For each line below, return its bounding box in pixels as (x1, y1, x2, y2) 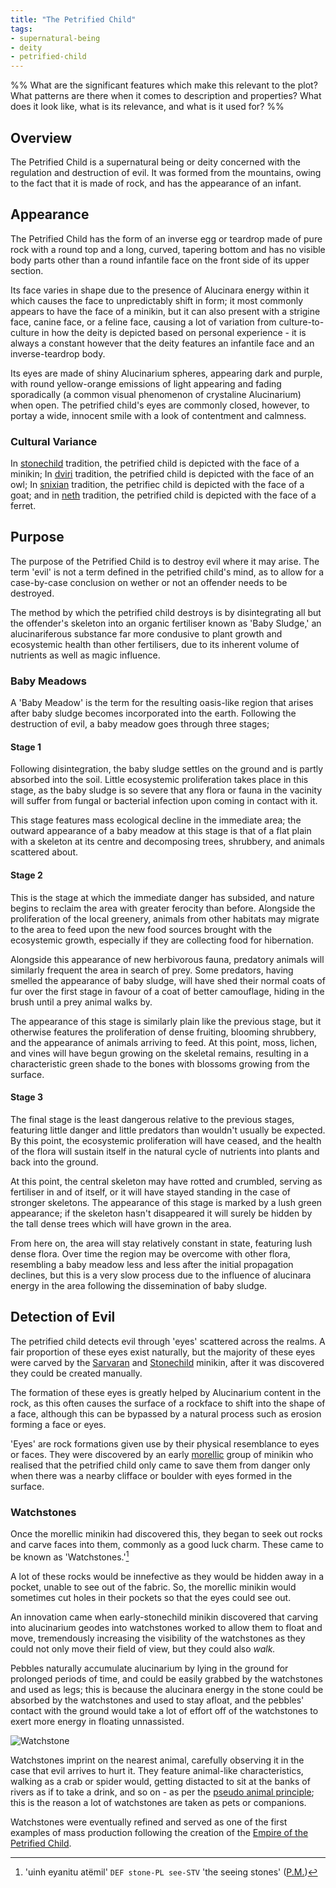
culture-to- (278, 316, 325, 328)
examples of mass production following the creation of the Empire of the (10, 1826, 309, 1838)
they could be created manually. (10, 1367, 143, 1379)
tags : (10, 24, 33, 34)
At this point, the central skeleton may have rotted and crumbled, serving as (10, 1175, 323, 1187)
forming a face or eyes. (10, 1418, 107, 1430)
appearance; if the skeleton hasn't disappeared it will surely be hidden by (10, 1207, 313, 1219)
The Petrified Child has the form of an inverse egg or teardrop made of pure (10, 232, 323, 245)
